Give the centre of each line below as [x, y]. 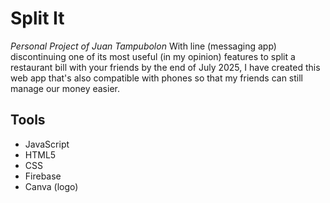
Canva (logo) [51, 186]
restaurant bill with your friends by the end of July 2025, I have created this [165, 67]
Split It [37, 18]
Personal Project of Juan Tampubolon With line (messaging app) [143, 46]
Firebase [43, 176]
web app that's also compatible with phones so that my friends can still [157, 78]
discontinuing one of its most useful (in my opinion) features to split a [153, 56]
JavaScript [47, 144]
